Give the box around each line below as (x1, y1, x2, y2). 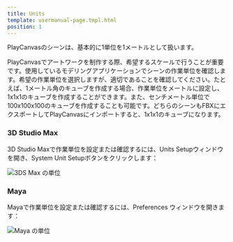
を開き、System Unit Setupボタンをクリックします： (7, 153, 158, 162)
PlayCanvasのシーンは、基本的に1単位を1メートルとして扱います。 (7, 43, 197, 52)
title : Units (7, 10, 45, 17)
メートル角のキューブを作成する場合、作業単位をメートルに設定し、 (27, 84, 223, 93)
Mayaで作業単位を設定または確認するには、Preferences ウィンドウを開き (7, 203, 218, 211)
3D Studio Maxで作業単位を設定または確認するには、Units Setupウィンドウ (7, 144, 224, 153)
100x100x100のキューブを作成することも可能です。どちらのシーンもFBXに (7, 102, 220, 110)
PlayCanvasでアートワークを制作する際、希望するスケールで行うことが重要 (7, 58, 225, 66)
